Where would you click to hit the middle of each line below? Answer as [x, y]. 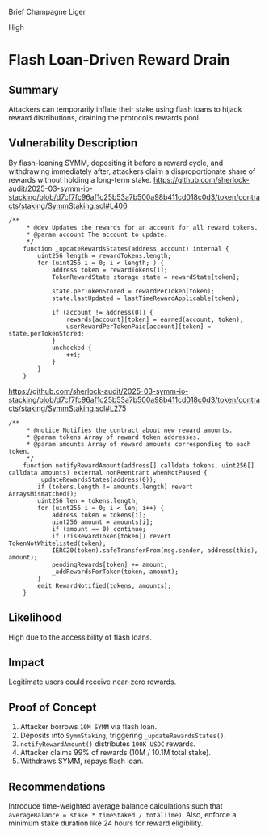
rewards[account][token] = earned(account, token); [155, 319]
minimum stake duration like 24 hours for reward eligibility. [106, 823]
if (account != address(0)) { [102, 312]
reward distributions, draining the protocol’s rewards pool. [105, 118]
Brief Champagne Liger [47, 12]
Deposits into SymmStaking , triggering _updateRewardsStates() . [123, 736]
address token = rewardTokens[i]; [109, 270]
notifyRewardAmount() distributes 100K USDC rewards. [108, 744]
